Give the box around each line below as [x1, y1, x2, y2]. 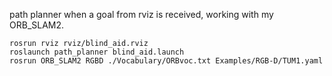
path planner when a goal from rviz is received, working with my [9, 9, 274, 20]
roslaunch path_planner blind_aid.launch [9, 47, 185, 57]
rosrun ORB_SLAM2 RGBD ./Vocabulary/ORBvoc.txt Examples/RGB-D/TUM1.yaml [9, 56, 324, 66]
